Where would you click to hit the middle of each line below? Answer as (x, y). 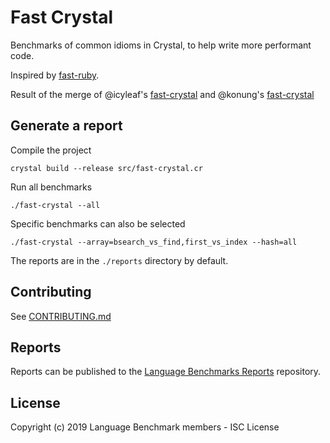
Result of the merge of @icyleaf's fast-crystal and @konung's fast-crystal (162, 94)
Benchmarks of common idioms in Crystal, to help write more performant (161, 45)
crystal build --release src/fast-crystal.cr (106, 168)
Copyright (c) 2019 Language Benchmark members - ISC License (145, 427)
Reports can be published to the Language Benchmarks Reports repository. (166, 372)
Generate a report (66, 126)
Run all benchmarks (51, 187)
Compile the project (51, 150)
